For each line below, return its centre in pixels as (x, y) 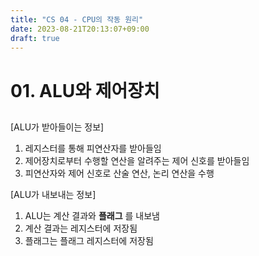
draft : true (35, 38)
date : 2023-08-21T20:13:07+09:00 (80, 29)
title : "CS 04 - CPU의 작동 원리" (77, 19)
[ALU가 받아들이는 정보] (57, 127)
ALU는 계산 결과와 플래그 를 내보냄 (92, 215)
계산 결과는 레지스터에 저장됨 (81, 228)
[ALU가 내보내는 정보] (53, 194)
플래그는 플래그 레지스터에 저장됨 (89, 240)
